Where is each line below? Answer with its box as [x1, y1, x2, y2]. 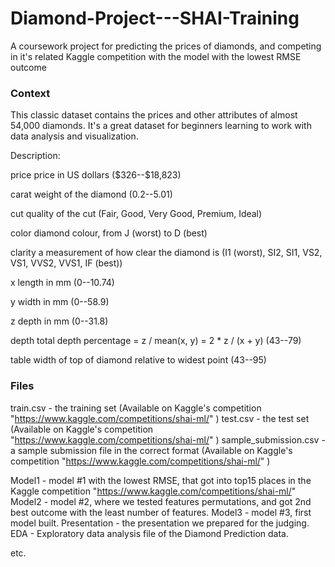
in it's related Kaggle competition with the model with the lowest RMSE [10, 50, 302, 62]
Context [10, 86, 51, 100]
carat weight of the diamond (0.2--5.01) [10, 188, 173, 201]
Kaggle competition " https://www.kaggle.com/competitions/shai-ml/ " [10, 485, 297, 497]
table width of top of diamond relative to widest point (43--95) [10, 354, 267, 366]
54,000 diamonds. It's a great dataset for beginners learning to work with [10, 120, 312, 132]
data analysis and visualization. [10, 130, 139, 142]
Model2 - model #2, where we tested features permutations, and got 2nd [10, 495, 312, 507]
